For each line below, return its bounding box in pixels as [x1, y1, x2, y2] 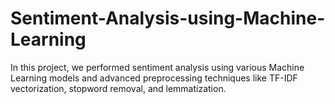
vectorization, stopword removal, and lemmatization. [10, 82, 227, 94]
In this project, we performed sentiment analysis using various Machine [10, 61, 305, 73]
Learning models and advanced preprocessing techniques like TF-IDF [10, 72, 298, 84]
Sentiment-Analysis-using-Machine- [10, 7, 326, 30]
